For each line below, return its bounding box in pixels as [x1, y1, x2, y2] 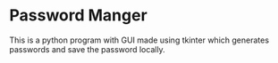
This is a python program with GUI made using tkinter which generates [9, 35, 270, 45]
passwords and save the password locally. [9, 43, 165, 54]
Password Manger [9, 5, 147, 26]
